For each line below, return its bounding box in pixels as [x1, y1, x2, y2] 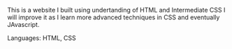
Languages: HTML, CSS [7, 34, 77, 42]
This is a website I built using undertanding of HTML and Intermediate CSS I [7, 6, 226, 14]
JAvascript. [7, 21, 40, 28]
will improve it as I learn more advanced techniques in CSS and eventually [7, 13, 220, 21]
